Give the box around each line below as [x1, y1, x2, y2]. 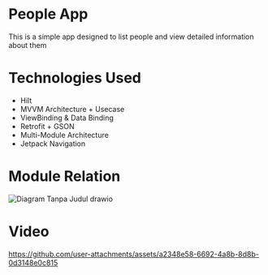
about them [8, 40, 47, 49]
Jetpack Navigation [19, 139, 86, 148]
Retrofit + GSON [19, 121, 75, 131]
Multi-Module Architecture [19, 130, 110, 140]
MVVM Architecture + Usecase [19, 104, 125, 114]
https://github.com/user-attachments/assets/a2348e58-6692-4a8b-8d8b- [8, 249, 260, 259]
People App [8, 5, 89, 24]
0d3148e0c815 [8, 257, 58, 268]
